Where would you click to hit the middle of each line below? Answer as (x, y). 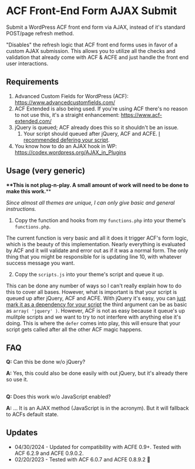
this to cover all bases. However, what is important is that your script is (92, 292)
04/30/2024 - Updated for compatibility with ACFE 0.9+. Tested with (98, 447)
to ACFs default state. (32, 414)
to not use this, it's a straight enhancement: (67, 115)
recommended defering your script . (66, 140)
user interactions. (27, 63)
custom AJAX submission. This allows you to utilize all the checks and (91, 51)
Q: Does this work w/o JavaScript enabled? (58, 396)
